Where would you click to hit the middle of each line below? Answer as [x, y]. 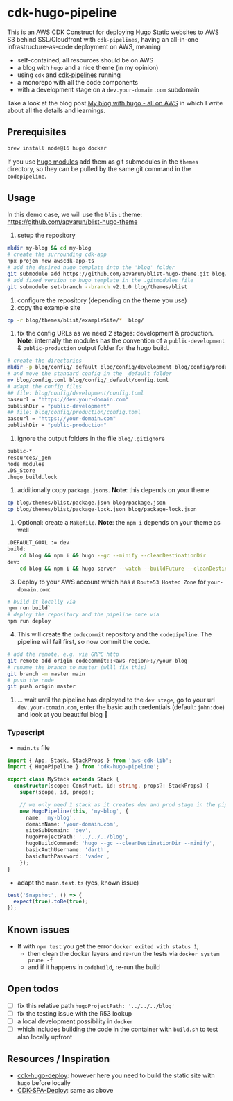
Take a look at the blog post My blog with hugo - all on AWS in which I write [115, 103]
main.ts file [33, 747]
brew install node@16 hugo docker [57, 148]
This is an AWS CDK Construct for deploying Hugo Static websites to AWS [113, 32]
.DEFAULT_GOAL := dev [38, 543]
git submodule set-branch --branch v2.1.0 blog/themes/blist [97, 287]
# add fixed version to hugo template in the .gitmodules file [101, 280]
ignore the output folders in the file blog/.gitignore [91, 439]
